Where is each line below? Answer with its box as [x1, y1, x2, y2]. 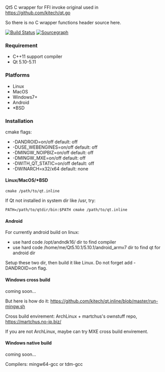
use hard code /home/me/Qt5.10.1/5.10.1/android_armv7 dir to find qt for [12, 245, 160, 251]
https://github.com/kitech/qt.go [5, 10, 71, 16]
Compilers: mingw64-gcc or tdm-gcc [5, 361, 83, 367]
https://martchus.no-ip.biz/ [5, 318, 62, 324]
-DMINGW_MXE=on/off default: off [12, 155, 86, 161]
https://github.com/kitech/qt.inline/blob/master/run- [50, 298, 158, 304]
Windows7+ [12, 94, 38, 100]
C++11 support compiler [12, 53, 63, 60]
